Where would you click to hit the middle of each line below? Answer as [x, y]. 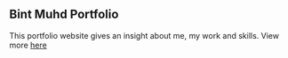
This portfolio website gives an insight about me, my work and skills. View [144, 35]
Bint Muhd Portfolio [64, 14]
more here [28, 45]
